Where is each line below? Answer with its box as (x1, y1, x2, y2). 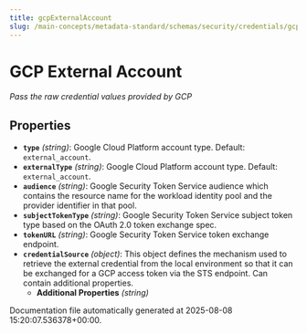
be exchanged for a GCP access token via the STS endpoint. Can (22, 268, 268, 279)
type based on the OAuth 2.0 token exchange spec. (22, 220, 217, 231)
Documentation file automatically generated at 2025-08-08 (9, 305, 233, 316)
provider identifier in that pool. (22, 200, 137, 211)
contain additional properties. (22, 277, 134, 288)
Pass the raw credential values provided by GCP (9, 91, 193, 102)
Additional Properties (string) (36, 287, 149, 298)
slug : (9, 22, 30, 31)
